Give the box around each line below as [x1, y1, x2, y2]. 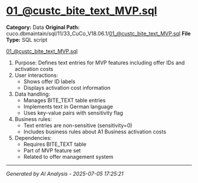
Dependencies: [14, 134, 52, 141]
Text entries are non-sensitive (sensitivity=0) [23, 122, 133, 129]
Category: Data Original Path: [6, 24, 80, 31]
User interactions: [14, 71, 58, 79]
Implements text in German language [23, 103, 113, 110]
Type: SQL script [6, 36, 48, 43]
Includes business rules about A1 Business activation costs [23, 128, 167, 135]
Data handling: [14, 90, 50, 97]
